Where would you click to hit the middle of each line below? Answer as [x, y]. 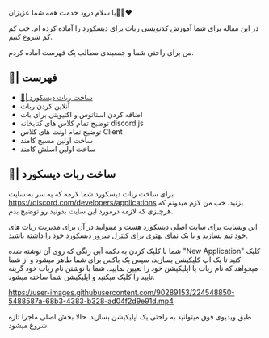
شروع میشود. [29, 325]
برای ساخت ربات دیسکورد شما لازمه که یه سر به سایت [91, 193]
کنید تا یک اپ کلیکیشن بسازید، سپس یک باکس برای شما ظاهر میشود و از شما [125, 260]
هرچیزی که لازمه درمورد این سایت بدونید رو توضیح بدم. [91, 211]
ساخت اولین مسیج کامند [57, 140]
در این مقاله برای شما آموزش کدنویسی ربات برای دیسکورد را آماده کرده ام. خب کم [134, 28]
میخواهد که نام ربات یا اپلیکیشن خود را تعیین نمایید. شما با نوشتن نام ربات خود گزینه [133, 268]
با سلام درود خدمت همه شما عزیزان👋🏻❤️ [71, 13]
